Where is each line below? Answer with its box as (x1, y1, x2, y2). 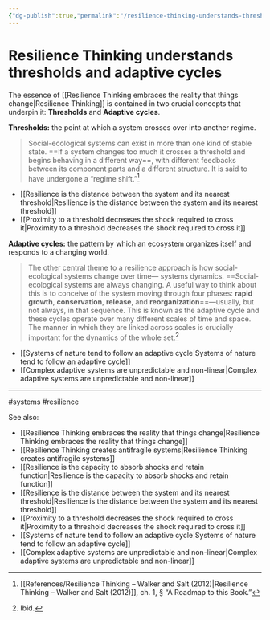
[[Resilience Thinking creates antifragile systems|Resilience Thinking (19, 445, 248, 455)
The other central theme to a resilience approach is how (27, 263, 214, 273)
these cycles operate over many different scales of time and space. (27, 314, 252, 324)
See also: (8, 412, 39, 422)
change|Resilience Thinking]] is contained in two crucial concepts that (8, 98, 241, 108)
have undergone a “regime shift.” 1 (27, 172, 141, 183)
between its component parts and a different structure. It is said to (27, 164, 247, 173)
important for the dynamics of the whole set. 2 (27, 331, 179, 342)
